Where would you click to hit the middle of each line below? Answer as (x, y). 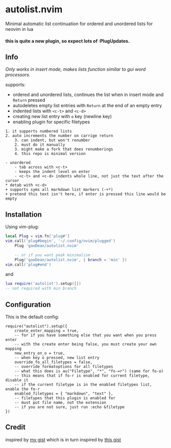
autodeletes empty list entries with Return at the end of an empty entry (87, 106)
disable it (17, 380)
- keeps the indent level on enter (52, 172)
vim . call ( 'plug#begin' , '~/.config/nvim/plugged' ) (60, 241)
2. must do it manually (40, 145)
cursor (12, 181)
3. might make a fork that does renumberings (64, 149)
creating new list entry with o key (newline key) (62, 116)
